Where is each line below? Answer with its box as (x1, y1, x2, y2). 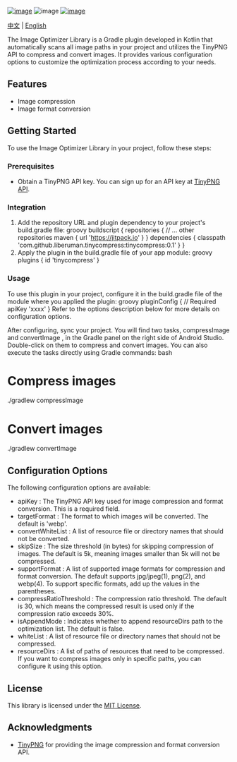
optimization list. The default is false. (17, 624, 125, 633)
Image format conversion (17, 104, 91, 113)
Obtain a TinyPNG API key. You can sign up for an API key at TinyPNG (17, 177, 221, 186)
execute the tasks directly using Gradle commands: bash (7, 348, 173, 356)
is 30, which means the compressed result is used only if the (17, 602, 195, 610)
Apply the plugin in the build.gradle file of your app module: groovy (17, 248, 213, 257)
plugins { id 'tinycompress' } (17, 256, 100, 265)
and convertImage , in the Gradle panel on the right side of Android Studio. (7, 333, 224, 341)
